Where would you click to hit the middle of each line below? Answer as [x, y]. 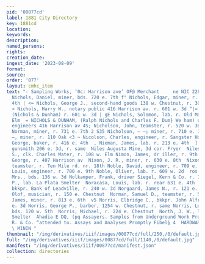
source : [16, 75]
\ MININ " [24, 228]
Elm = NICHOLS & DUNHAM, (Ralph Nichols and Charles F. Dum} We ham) [103, 120]
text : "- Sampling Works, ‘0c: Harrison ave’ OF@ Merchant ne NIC [98, 92]
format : [16, 69]
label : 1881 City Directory [42, 18]
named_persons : [26, 47]
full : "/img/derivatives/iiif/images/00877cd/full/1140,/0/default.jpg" [101, 239]
